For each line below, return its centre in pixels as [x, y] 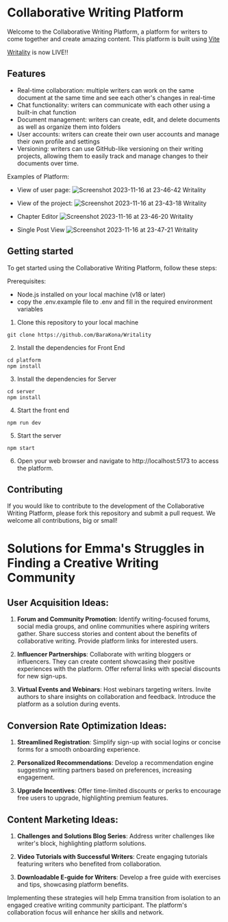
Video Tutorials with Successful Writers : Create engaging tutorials [112, 856]
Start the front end [43, 410]
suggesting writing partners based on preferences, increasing [104, 770]
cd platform [24, 360]
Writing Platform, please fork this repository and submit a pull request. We [111, 513]
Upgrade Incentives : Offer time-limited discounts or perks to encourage [119, 791]
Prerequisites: [27, 281]
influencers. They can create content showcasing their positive [106, 662]
